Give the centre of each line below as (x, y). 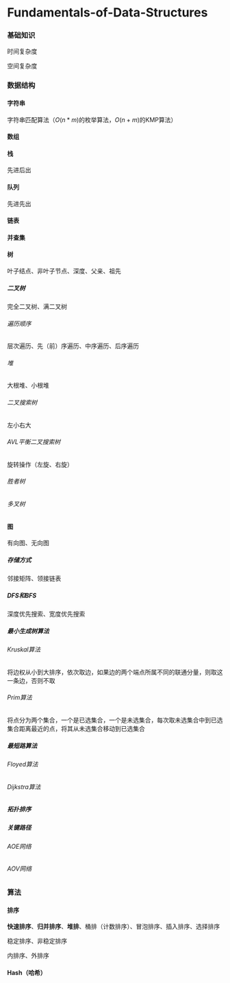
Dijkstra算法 (24, 786)
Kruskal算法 (24, 649)
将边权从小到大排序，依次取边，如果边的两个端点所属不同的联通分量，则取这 (115, 672)
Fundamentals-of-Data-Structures (107, 13)
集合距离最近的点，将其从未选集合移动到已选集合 (76, 728)
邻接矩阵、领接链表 (34, 578)
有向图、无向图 (28, 543)
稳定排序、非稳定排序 (37, 941)
